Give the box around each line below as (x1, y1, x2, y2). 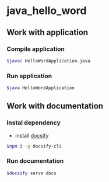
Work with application (6, 27, 89, 37)
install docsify (15, 132, 49, 139)
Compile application (6, 45, 65, 53)
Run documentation (6, 157, 64, 165)
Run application (6, 72, 52, 80)
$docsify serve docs (6, 170, 57, 176)
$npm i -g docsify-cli (6, 143, 62, 149)
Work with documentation (6, 101, 104, 111)
